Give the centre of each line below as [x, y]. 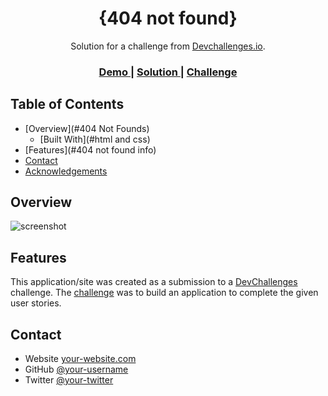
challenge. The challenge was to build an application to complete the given [164, 293]
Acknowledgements [66, 171]
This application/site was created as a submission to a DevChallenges [154, 282]
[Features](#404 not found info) [90, 149]
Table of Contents [67, 104]
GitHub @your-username [76, 369]
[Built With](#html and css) [95, 139]
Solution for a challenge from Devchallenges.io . [168, 46]
